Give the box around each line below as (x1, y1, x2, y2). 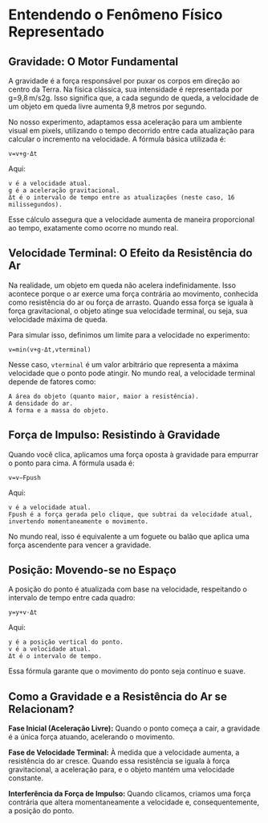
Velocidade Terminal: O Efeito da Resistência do (8, 247, 253, 260)
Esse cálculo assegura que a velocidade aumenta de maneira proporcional (8, 215, 255, 224)
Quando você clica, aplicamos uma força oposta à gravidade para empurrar (8, 449, 259, 459)
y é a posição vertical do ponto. (8, 638, 124, 646)
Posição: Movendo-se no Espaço (8, 563, 177, 577)
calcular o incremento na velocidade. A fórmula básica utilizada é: (8, 134, 226, 144)
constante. (8, 773, 44, 783)
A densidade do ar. (8, 399, 74, 407)
